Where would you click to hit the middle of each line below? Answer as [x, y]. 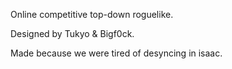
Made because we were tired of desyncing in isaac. [116, 53]
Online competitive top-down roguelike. [92, 14]
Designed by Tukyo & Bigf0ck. [72, 33]
